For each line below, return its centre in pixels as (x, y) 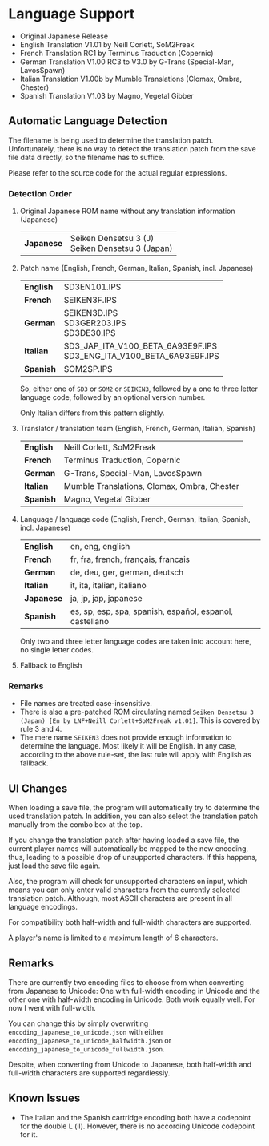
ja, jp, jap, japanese (106, 599)
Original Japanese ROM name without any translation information (127, 211)
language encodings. (43, 907)
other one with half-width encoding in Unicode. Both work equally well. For (132, 999)
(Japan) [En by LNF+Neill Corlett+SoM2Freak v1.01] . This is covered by (140, 720)
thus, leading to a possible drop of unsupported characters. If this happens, (133, 857)
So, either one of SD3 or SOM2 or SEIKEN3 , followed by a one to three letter (139, 389)
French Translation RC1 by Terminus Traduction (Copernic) (116, 53)
